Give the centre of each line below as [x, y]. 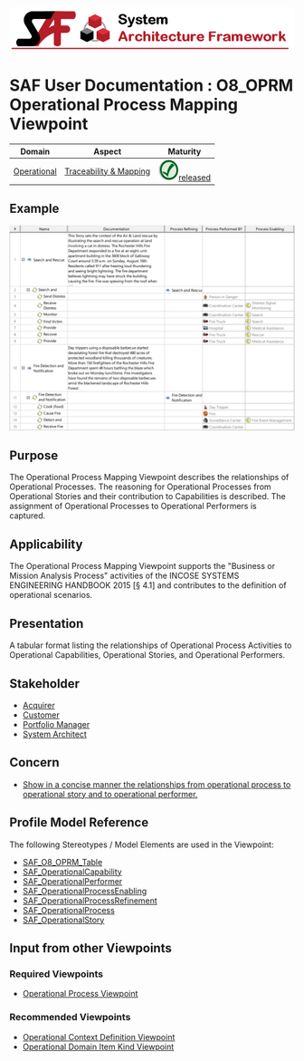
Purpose [34, 456]
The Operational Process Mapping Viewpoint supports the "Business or [142, 566]
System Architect [55, 734]
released [194, 178]
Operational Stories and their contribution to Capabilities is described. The [148, 497]
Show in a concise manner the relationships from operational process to [157, 784]
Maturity [185, 151]
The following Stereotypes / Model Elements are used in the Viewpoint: [142, 844]
